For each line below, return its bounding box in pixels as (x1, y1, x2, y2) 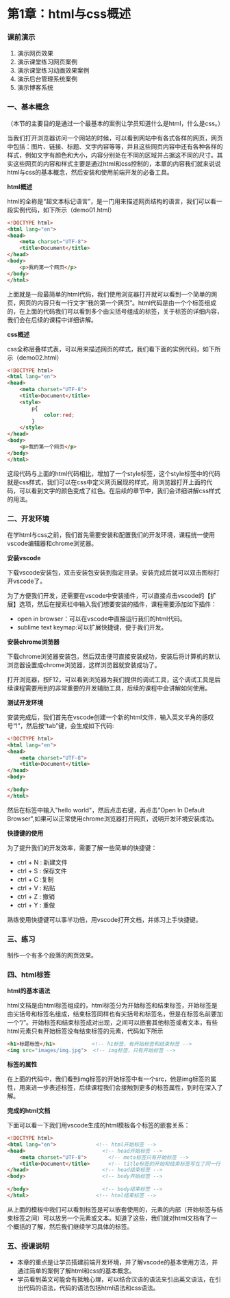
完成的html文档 (7, 1107, 51, 1115)
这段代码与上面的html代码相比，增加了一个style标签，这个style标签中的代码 (7, 469, 220, 477)
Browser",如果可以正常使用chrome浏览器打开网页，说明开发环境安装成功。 (7, 814, 218, 823)
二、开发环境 (7, 514, 50, 523)
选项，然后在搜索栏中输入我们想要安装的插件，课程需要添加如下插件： (18, 600, 217, 608)
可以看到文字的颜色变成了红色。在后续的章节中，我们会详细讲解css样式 (18, 486, 221, 495)
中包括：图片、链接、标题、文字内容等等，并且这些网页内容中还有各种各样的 (7, 142, 223, 151)
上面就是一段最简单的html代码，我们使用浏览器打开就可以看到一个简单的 (7, 290, 212, 298)
